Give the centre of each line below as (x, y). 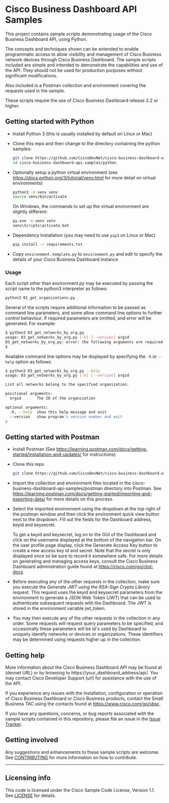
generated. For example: (31, 324)
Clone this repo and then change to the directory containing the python (86, 143)
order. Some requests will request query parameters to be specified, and (88, 624)
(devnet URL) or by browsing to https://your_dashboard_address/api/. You (82, 672)
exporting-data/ (29, 499)
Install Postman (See (34, 449)
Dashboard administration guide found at (55, 567)
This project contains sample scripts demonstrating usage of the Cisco (78, 34)
